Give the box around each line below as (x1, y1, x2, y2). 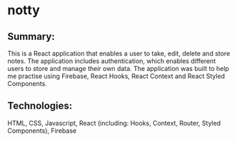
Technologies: (7, 100, 73, 112)
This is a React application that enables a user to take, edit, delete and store (7, 49, 231, 58)
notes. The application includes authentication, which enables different (7, 57, 216, 65)
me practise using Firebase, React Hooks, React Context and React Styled (7, 72, 226, 80)
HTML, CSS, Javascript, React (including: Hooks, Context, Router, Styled (7, 119, 221, 127)
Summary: (7, 31, 55, 43)
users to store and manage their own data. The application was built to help (7, 65, 230, 72)
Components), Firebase (7, 126, 77, 135)
